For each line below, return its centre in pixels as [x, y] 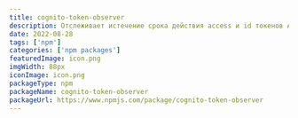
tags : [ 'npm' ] [35, 42]
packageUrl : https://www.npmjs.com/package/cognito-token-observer [137, 100]
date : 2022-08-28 [41, 34]
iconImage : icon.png [47, 75]
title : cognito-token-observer [67, 17]
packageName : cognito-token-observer [79, 91]
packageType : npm [41, 83]
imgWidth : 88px [37, 67]
